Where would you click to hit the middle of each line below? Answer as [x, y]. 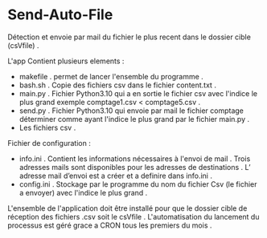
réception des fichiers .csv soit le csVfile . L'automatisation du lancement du [133, 216]
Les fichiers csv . [47, 127]
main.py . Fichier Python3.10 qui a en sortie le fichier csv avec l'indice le [138, 93]
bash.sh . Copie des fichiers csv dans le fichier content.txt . [117, 85]
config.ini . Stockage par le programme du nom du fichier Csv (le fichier [138, 184]
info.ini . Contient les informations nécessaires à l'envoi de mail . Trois [135, 159]
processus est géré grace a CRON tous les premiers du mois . [110, 225]
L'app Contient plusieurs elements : [66, 61]
